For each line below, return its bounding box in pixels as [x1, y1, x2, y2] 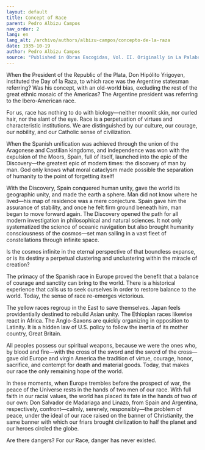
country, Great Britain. [6, 330, 62, 337]
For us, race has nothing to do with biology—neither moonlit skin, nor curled [6, 109, 198, 116]
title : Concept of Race [6, 15, 67, 21]
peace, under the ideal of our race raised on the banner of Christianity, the [6, 412, 193, 419]
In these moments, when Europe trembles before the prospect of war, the [6, 379, 191, 387]
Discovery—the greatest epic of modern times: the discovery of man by [6, 159, 187, 166]
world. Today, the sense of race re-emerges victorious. [6, 292, 145, 299]
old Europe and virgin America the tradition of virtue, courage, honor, [20, 354, 193, 362]
